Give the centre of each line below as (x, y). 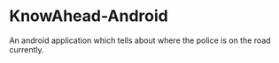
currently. (27, 49)
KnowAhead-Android (89, 16)
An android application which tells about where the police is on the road (140, 40)
